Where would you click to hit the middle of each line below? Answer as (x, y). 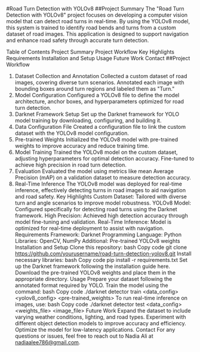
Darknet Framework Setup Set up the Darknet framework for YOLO (97, 114)
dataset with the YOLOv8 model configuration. (72, 133)
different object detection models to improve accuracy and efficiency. (100, 323)
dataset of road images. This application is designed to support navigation (98, 34)
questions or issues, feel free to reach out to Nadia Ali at (84, 336)
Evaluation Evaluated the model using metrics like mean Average (94, 171)
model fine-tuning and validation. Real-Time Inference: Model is (93, 222)
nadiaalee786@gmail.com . (47, 342)
